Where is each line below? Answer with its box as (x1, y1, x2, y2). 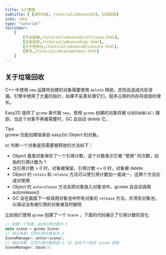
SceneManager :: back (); (5, 245, 52, 250)
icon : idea (5, 16, 28, 21)
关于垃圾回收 (5, 73, 44, 81)
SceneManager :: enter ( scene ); (5, 236, 65, 241)
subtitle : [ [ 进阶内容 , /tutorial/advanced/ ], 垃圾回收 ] (5, 12, 119, 17)
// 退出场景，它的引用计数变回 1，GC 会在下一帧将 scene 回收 (5, 240, 120, 245)
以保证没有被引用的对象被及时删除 (12, 202, 82, 207)
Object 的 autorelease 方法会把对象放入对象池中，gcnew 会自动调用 (12, 184, 151, 190)
